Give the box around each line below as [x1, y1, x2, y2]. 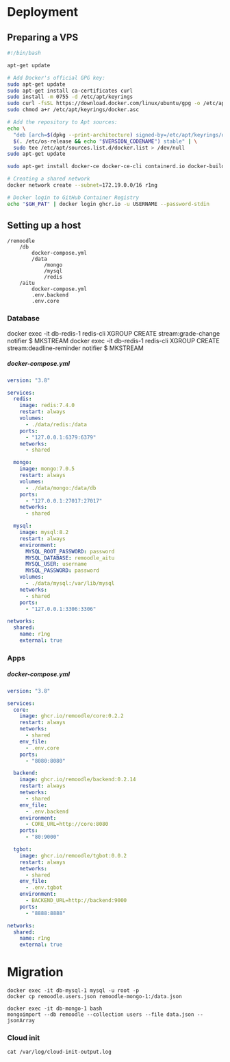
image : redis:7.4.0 [19, 402, 75, 409]
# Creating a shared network [7, 176, 90, 183]
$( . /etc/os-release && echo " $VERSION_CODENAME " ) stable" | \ [13, 138, 198, 145]
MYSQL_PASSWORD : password [25, 567, 99, 574]
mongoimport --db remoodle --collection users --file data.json [7, 1011, 194, 1018]
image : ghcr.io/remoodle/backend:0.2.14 [19, 776, 136, 783]
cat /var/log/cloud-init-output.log [7, 1048, 112, 1056]
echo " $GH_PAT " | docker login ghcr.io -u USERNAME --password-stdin [7, 200, 210, 207]
